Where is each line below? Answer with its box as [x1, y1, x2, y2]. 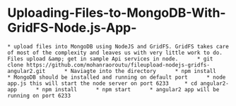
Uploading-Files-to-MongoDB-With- [7, 5, 226, 21]
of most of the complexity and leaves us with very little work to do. [7, 49, 223, 56]
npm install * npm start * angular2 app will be [42, 86, 220, 93]
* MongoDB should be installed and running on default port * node [7, 74, 226, 81]
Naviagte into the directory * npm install [70, 67, 217, 74]
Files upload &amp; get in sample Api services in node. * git [7, 55, 213, 62]
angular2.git [7, 67, 46, 74]
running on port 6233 [7, 92, 71, 99]
